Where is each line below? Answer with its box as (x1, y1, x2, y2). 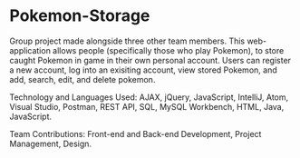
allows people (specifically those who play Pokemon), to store (53, 44, 285, 55)
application (9, 44, 52, 55)
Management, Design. (9, 138, 92, 149)
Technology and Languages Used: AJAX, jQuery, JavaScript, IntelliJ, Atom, (9, 92, 289, 103)
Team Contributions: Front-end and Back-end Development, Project (9, 128, 262, 139)
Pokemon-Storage (9, 5, 150, 26)
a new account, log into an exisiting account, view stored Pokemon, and (9, 64, 278, 75)
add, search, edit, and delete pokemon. (9, 74, 156, 84)
